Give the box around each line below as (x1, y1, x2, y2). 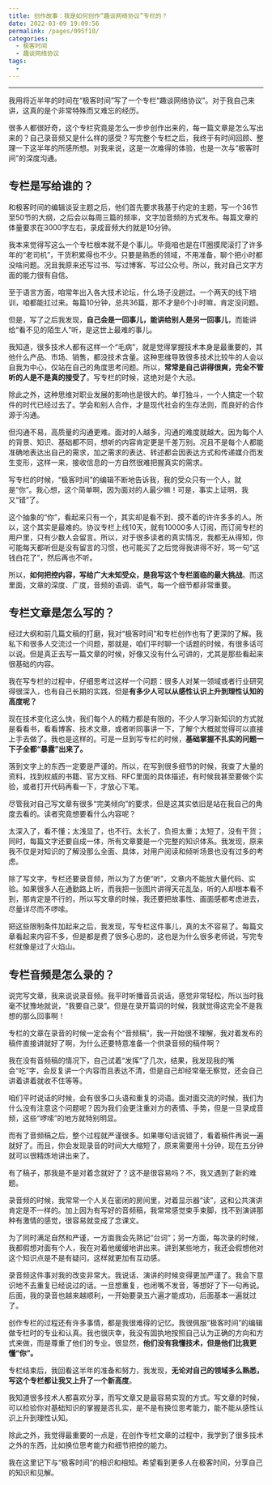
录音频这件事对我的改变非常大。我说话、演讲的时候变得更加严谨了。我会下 (8, 1270, 257, 1280)
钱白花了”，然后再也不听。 (8, 553, 97, 562)
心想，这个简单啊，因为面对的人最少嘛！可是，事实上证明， (43, 484, 242, 494)
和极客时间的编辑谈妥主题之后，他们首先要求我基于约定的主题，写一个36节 (8, 202, 259, 211)
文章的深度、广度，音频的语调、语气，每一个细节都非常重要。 (29, 580, 236, 590)
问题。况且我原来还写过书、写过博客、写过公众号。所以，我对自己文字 (22, 260, 257, 270)
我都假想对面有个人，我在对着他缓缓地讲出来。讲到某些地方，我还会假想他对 (8, 1243, 264, 1252)
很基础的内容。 (8, 659, 58, 669)
